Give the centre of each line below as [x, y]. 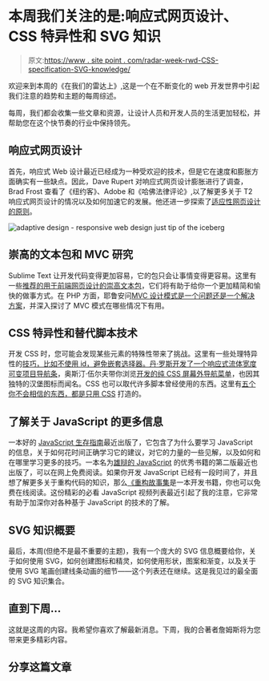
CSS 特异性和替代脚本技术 [73, 333]
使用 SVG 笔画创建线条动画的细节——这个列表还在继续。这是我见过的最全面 [133, 571]
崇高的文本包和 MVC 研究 [71, 254]
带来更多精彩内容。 [40, 639]
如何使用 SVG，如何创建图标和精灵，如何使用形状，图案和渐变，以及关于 [135, 561]
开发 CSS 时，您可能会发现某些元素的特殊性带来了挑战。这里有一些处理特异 [133, 354]
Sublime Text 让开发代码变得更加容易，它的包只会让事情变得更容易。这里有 [132, 275]
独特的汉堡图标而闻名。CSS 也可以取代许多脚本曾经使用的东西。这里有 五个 [132, 384]
